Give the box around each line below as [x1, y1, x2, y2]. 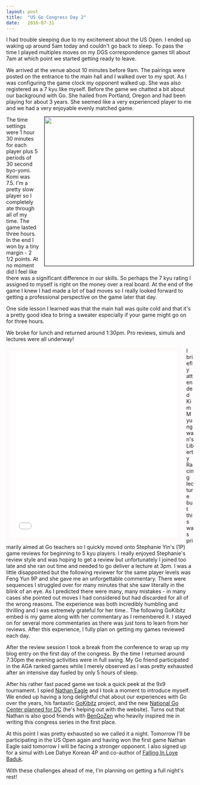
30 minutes [6, 135, 34, 142]
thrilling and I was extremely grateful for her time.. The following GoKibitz [6, 607, 186, 614]
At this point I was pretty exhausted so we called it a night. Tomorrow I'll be [6, 730, 190, 737]
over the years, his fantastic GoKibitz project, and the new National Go [6, 700, 179, 707]
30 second [6, 160, 33, 167]
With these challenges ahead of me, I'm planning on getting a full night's [6, 767, 184, 774]
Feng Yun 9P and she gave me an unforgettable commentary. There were [6, 575, 186, 582]
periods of [6, 154, 32, 162]
